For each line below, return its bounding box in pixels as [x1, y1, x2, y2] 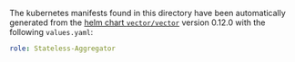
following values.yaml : [9, 27, 94, 37]
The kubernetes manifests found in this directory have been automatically [9, 8, 287, 18]
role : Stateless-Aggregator [9, 44, 117, 53]
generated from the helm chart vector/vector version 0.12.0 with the [9, 17, 266, 28]
